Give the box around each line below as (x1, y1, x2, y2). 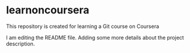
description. (6, 40, 35, 47)
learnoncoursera (6, 3, 90, 17)
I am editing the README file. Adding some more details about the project (6, 34, 184, 41)
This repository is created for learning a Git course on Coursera (6, 23, 160, 30)
